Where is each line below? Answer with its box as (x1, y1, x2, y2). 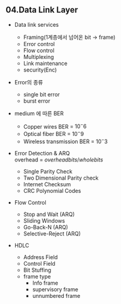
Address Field (23, 253, 58, 260)
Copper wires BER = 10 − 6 (23, 121, 87, 130)
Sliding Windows (23, 217, 66, 224)
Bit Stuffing (23, 266, 52, 274)
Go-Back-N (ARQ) (23, 223, 69, 231)
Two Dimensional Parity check (23, 174, 99, 181)
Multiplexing (23, 53, 54, 60)
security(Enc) (23, 66, 57, 73)
